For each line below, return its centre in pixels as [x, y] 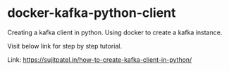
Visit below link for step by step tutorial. [64, 46]
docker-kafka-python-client [92, 13]
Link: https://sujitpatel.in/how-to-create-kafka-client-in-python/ [100, 59]
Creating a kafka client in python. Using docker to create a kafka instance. [115, 32]
